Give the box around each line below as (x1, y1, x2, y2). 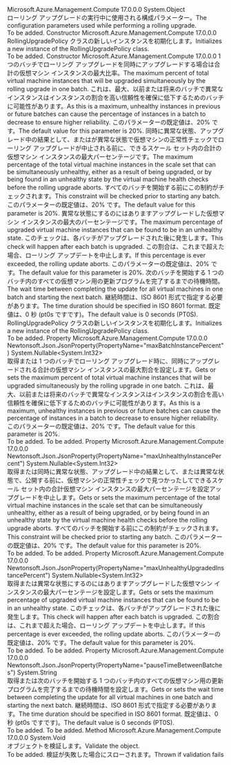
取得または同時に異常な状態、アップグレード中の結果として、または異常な (7, 468, 219, 475)
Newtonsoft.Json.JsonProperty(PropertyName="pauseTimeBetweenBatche (7, 661, 223, 669)
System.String (17, 668, 57, 677)
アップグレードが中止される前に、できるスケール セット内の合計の (32, 144, 222, 152)
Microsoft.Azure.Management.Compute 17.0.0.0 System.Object (7, 6, 185, 13)
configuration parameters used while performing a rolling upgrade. (7, 21, 197, 29)
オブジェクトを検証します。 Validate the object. (7, 742, 140, 750)
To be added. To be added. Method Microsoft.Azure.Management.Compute (7, 726, 221, 734)
